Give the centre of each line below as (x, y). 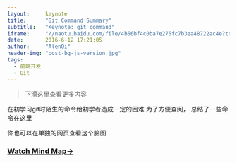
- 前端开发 (28, 66)
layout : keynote (38, 14)
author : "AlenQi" (39, 47)
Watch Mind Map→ (41, 151)
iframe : (19, 34)
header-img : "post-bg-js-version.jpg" (64, 54)
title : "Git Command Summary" (60, 20)
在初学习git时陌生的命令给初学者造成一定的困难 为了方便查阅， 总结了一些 (115, 109)
